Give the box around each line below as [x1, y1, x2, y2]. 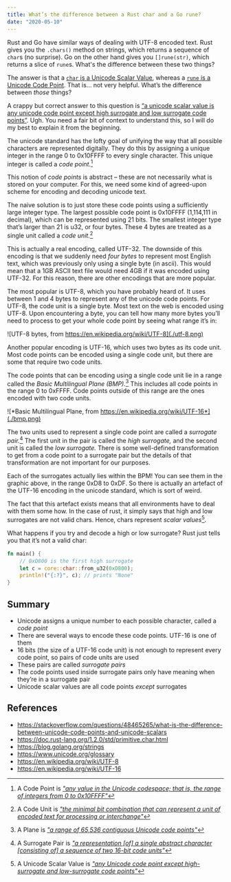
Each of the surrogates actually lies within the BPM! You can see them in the [7, 472, 223, 480]
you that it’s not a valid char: [7, 536, 87, 544]
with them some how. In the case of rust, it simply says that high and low [7, 507, 213, 515]
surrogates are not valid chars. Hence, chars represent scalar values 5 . [7, 515, 207, 524]
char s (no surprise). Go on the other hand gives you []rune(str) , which [7, 52, 210, 61]
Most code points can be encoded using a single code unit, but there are [7, 350, 213, 358]
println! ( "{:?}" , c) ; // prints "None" [19, 572, 134, 579]
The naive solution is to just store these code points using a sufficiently [7, 201, 208, 209]
